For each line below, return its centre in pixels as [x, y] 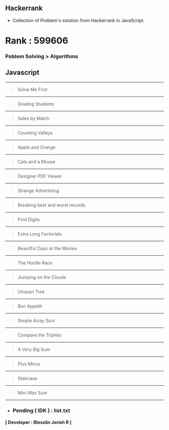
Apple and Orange [36, 147]
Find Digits [29, 219]
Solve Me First [32, 89]
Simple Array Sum [36, 320]
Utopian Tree [31, 291]
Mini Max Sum [32, 393]
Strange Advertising [38, 190]
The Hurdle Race [35, 263]
